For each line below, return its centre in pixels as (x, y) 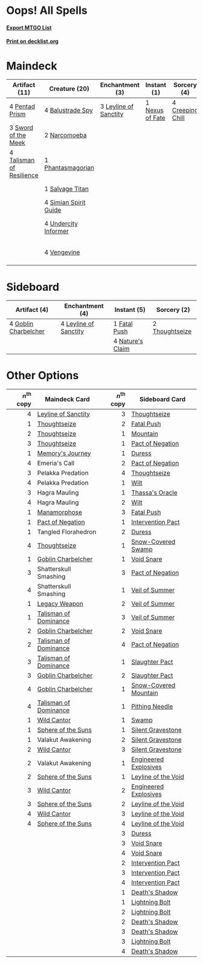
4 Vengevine (62, 253)
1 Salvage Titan (66, 189)
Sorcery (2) (173, 310)
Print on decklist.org (32, 41)
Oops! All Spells (47, 11)
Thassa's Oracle (154, 492)
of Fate (155, 118)
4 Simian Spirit (65, 203)
